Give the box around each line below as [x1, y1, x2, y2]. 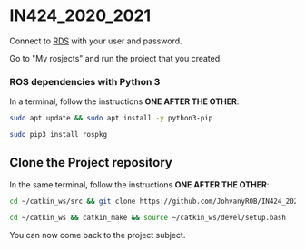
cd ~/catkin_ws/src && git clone [9, 196, 136, 206]
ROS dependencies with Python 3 [9, 75, 161, 88]
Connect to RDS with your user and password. [9, 35, 183, 46]
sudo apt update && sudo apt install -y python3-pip [9, 114, 213, 123]
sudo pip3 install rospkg [9, 130, 107, 139]
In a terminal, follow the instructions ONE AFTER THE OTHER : [9, 96, 240, 107]
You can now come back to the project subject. [9, 229, 186, 240]
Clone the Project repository [9, 155, 172, 170]
